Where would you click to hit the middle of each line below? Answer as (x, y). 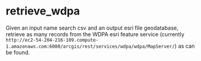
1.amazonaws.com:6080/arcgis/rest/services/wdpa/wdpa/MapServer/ (90, 47)
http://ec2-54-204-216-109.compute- (52, 40)
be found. (18, 52)
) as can (185, 46)
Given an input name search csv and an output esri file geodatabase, (92, 28)
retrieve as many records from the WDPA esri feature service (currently (95, 34)
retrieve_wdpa (43, 11)
